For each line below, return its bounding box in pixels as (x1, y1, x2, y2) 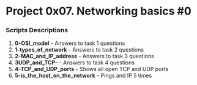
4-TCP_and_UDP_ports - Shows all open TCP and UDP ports (14, 66, 169, 73)
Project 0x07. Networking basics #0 (6, 4, 192, 18)
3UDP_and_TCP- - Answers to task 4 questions (14, 59, 135, 66)
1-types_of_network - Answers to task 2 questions (14, 46, 144, 53)
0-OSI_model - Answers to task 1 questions (14, 39, 125, 47)
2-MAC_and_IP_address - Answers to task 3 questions (14, 53, 154, 60)
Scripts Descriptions (6, 26, 69, 35)
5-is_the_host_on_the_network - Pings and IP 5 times (14, 72, 152, 80)
